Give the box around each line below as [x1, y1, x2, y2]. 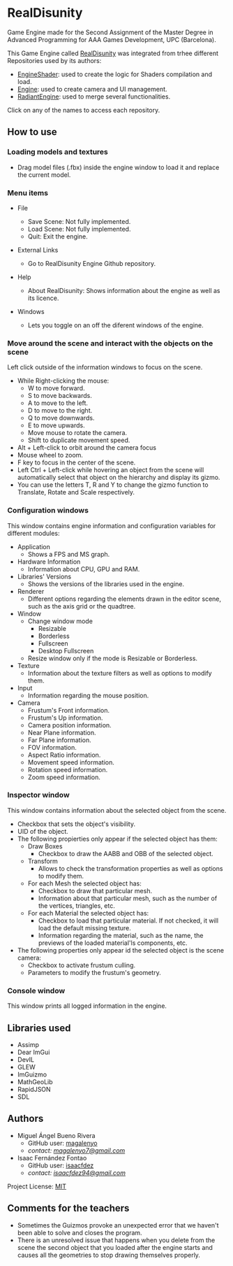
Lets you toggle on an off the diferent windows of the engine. [27, 320, 204, 329]
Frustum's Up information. [27, 713, 103, 722]
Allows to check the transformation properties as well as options [38, 864, 223, 872]
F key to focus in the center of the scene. [17, 458, 136, 467]
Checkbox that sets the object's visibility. [17, 820, 136, 828]
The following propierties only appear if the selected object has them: [17, 834, 218, 843]
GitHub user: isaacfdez [27, 1161, 94, 1169]
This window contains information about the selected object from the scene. [7, 806, 227, 814]
